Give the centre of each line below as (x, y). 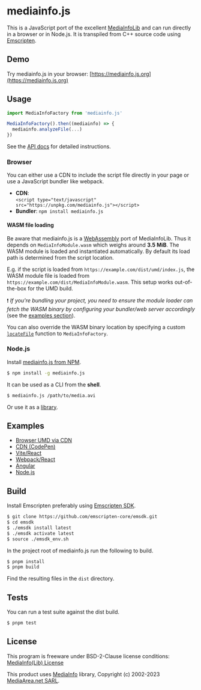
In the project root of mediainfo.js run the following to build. (80, 551)
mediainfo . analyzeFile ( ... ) (47, 130)
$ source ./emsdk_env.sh (38, 539)
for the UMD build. (50, 288)
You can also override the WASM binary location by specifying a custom (96, 327)
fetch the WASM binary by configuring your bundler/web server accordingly (101, 309)
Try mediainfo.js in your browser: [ (49, 74)
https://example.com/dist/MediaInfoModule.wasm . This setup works (90, 282)
